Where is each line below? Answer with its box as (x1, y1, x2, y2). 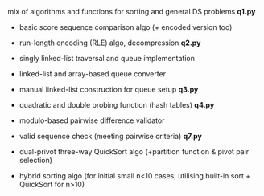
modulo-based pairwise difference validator (19, 116, 165, 125)
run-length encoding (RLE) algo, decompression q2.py (19, 38, 201, 47)
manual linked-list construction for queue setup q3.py (19, 84, 199, 94)
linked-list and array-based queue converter (19, 69, 167, 79)
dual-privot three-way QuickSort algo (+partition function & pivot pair (19, 147, 250, 156)
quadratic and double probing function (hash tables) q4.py (19, 100, 215, 109)
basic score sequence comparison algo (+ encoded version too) (19, 22, 233, 31)
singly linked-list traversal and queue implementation (19, 54, 195, 63)
